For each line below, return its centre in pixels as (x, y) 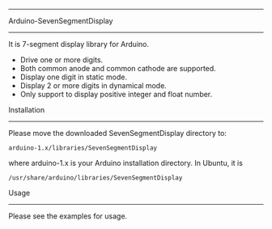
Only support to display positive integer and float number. (116, 94)
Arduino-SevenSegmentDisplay (61, 21)
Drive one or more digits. (62, 60)
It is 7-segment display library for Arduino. (79, 44)
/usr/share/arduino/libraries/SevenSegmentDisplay (96, 178)
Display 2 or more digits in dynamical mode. (93, 85)
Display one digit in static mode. (74, 77)
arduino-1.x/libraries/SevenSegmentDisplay (83, 148)
